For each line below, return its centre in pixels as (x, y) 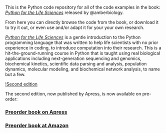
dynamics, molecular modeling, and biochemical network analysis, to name (82, 69)
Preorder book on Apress (36, 112)
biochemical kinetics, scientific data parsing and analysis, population (76, 64)
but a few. (15, 74)
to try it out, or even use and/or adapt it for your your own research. (75, 27)
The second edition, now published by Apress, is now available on (73, 94)
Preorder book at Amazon (37, 125)
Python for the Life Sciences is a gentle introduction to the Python (73, 37)
